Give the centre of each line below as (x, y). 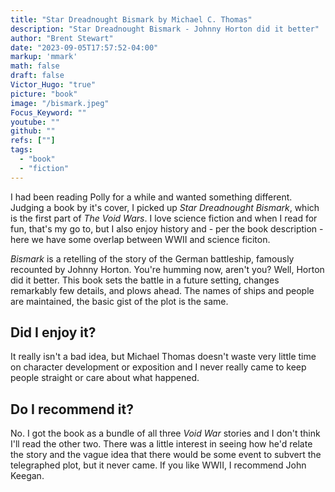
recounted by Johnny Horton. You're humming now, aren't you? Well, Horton (167, 269)
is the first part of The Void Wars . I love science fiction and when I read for (164, 218)
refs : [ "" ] (33, 141)
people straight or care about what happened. (105, 378)
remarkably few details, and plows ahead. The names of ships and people (162, 290)
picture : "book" (44, 94)
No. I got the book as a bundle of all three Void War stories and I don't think (165, 433)
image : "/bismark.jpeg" (60, 103)
